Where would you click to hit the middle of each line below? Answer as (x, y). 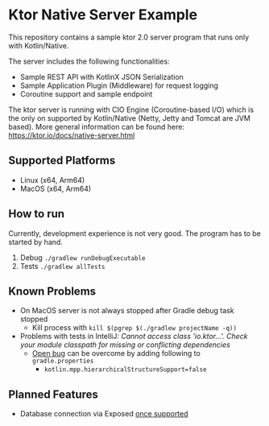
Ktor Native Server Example (103, 15)
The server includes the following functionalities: (89, 61)
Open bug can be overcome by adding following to (116, 354)
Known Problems (52, 291)
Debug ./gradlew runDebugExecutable (83, 257)
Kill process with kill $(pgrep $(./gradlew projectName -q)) (134, 328)
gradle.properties (63, 361)
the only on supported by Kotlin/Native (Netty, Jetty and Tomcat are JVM (130, 118)
